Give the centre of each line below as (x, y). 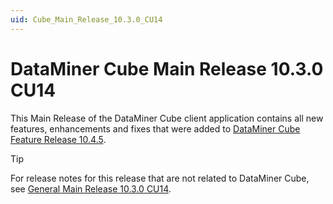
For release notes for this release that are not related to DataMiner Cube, (160, 178)
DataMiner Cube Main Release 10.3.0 (167, 68)
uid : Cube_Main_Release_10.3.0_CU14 (86, 19)
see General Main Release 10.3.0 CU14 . (91, 188)
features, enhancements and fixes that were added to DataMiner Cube (155, 128)
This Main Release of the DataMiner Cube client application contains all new (167, 118)
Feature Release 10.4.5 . (58, 139)
